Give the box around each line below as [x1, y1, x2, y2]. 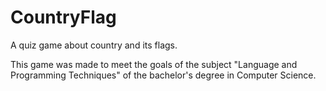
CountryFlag [10, 6, 117, 29]
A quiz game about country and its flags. [10, 39, 178, 51]
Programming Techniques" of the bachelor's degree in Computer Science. [10, 69, 317, 81]
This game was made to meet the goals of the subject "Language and [10, 58, 298, 70]
